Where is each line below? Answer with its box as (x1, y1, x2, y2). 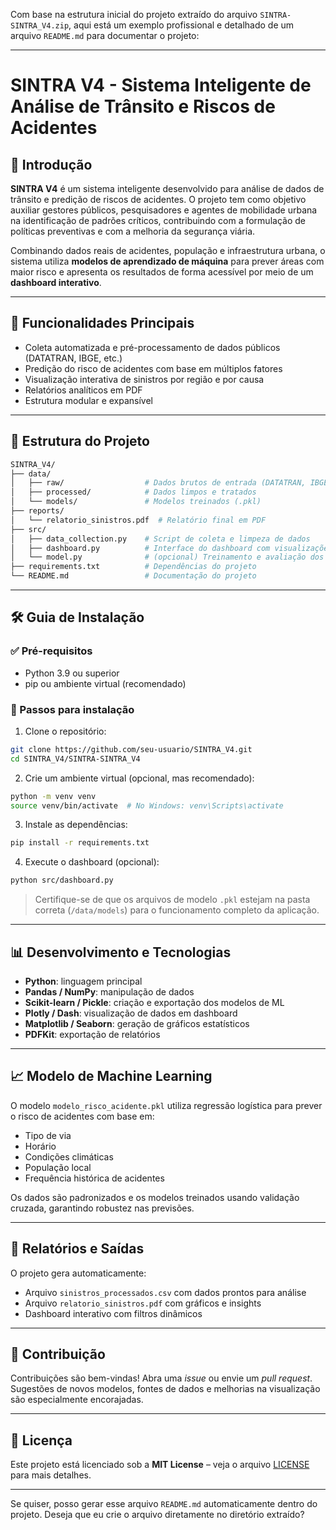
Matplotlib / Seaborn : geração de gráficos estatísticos (24, 1018, 250, 1030)
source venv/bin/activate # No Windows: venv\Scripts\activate (10, 800, 284, 811)
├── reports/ (10, 506, 65, 516)
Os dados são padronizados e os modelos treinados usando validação (10, 1191, 300, 1203)
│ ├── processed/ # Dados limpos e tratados (10, 487, 257, 498)
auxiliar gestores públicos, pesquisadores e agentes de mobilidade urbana (10, 204, 318, 216)
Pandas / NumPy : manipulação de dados (24, 986, 195, 998)
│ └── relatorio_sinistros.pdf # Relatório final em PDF (10, 515, 267, 525)
